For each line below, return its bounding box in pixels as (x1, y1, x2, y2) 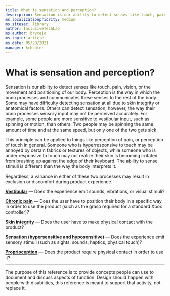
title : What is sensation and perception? (5, 7, 96, 13)
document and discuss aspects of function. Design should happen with (5, 274, 154, 280)
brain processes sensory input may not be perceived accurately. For (5, 110, 148, 116)
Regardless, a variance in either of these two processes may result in (5, 173, 149, 179)
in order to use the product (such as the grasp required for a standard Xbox (5, 203, 162, 209)
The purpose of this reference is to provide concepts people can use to (5, 269, 154, 275)
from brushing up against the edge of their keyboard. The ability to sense (5, 158, 158, 164)
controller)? (5, 208, 29, 215)
